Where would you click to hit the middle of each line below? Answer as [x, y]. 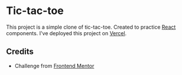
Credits [20, 52]
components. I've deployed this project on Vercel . [66, 33]
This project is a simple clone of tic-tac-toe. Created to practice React [91, 27]
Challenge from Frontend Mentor [54, 66]
